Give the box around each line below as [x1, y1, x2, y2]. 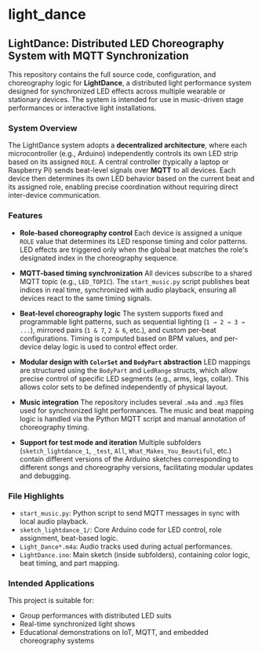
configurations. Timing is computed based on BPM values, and [19, 334, 223, 343]
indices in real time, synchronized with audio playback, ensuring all [19, 285, 237, 294]
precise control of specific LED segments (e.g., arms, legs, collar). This [19, 374, 249, 383]
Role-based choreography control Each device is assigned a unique [19, 228, 242, 237]
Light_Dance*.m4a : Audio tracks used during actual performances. [19, 542, 233, 551]
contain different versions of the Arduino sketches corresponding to [19, 454, 239, 464]
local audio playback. [19, 516, 89, 526]
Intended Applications [8, 578, 95, 589]
